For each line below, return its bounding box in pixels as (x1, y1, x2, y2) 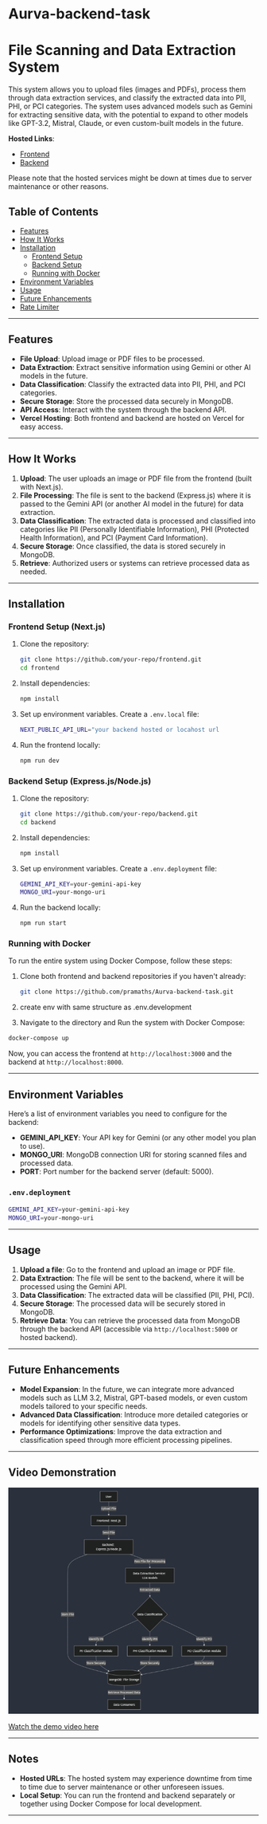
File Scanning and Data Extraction (8, 41, 237, 60)
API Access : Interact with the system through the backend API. (19, 404, 227, 415)
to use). (19, 1142, 45, 1151)
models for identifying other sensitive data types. (19, 1418, 181, 1428)
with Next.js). (19, 482, 64, 491)
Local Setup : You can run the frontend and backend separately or (19, 1791, 236, 1800)
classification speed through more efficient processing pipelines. (19, 1435, 233, 1445)
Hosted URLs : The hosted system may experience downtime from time (19, 1773, 253, 1783)
